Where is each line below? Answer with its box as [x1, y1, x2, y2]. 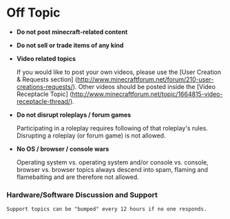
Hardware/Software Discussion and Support [6, 190, 158, 200]
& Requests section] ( [16, 75, 78, 84]
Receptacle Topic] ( [16, 90, 72, 98]
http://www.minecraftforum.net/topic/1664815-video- [71, 90, 223, 98]
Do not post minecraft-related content [16, 28, 128, 36]
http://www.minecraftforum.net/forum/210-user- [77, 75, 214, 84]
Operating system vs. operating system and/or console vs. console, [16, 158, 209, 166]
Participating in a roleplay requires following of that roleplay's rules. [16, 124, 208, 132]
